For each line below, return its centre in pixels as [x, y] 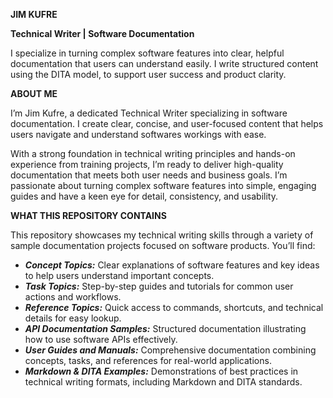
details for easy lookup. [73, 318]
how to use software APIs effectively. [101, 339]
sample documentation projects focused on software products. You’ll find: [163, 245]
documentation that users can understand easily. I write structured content [164, 63]
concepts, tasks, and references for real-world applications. [148, 360]
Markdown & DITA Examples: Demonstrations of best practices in [161, 371]
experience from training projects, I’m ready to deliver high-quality [147, 164]
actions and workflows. [73, 297]
